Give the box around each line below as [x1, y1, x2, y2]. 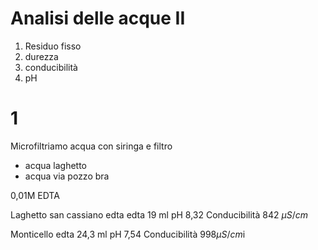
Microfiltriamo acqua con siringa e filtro [10, 140, 173, 152]
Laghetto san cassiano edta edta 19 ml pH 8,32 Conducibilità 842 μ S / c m [10, 208, 308, 221]
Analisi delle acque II [10, 7, 186, 30]
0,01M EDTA [10, 189, 60, 201]
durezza [24, 50, 59, 62]
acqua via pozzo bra [24, 170, 110, 182]
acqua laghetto [24, 159, 88, 171]
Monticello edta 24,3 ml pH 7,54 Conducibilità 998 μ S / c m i [10, 228, 246, 240]
